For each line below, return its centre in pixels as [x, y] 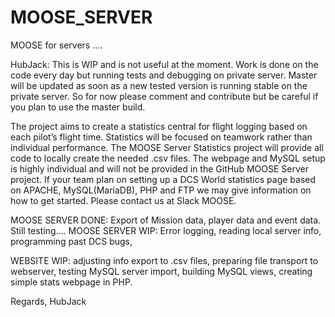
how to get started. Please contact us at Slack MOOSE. [123, 200]
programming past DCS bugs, [71, 241]
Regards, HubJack [48, 301]
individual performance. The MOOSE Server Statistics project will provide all [167, 147]
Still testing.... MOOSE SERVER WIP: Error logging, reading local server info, [166, 230]
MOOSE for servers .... [56, 45]
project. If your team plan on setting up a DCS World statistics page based [163, 179]
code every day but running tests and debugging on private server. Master [164, 75]
